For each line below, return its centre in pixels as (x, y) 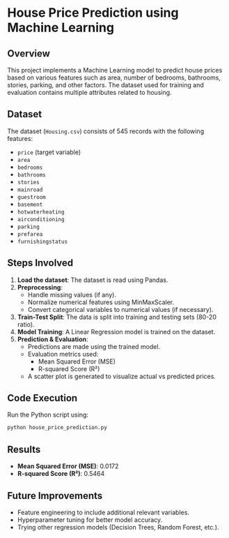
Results (24, 449)
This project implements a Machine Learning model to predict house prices (115, 70)
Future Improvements (55, 496)
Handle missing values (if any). (72, 294)
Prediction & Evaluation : (53, 339)
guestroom (32, 197)
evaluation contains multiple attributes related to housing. (89, 92)
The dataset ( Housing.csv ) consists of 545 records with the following (105, 131)
